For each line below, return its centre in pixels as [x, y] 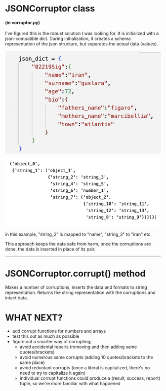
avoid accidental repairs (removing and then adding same [78, 347]
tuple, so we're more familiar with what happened [70, 384]
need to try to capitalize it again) [52, 373]
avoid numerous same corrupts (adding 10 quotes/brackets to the [86, 357]
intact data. [17, 298]
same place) [32, 362]
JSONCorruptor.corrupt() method [75, 273]
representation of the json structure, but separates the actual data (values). [82, 44]
